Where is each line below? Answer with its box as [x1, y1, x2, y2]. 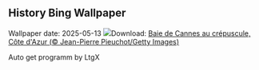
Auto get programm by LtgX [8, 52, 100, 62]
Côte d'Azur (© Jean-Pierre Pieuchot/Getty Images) [8, 37, 180, 46]
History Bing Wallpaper [8, 6, 126, 20]
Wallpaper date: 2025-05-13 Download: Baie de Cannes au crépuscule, [8, 28, 251, 38]
